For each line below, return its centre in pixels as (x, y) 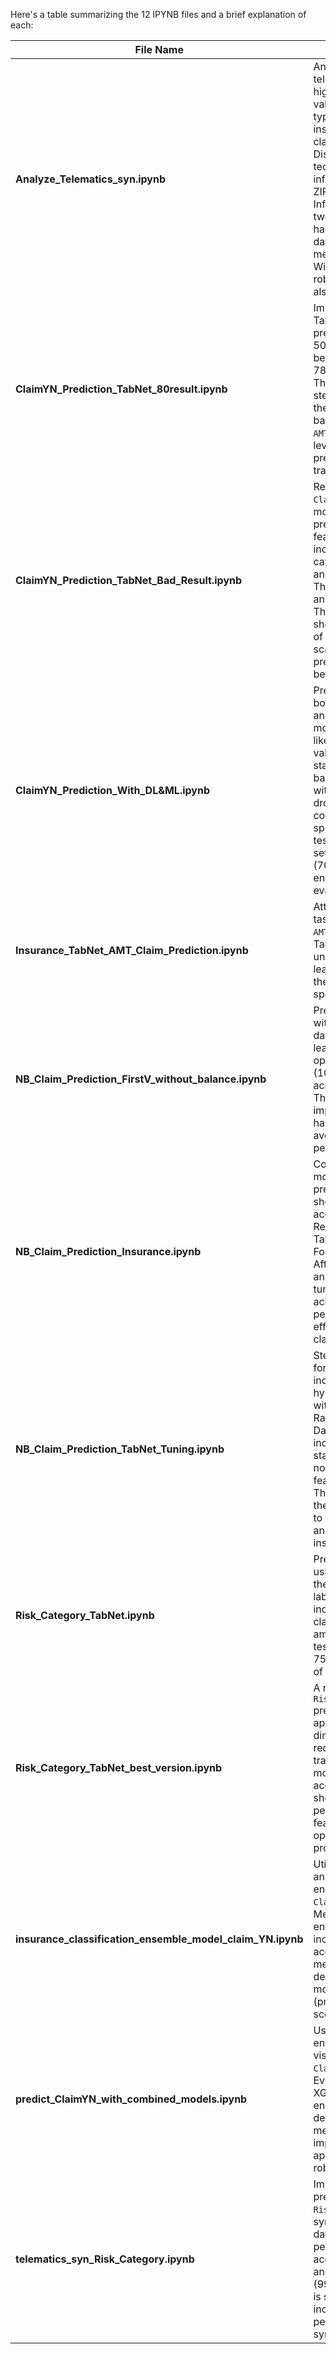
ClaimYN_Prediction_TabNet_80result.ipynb (121, 389)
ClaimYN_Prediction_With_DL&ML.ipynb (112, 790)
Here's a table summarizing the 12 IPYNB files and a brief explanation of (158, 14)
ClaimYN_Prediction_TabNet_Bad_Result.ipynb (129, 580)
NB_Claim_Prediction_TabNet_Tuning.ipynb (120, 1449)
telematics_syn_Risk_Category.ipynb (105, 2259)
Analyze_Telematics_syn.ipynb (90, 179)
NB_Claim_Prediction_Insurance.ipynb (108, 1251)
